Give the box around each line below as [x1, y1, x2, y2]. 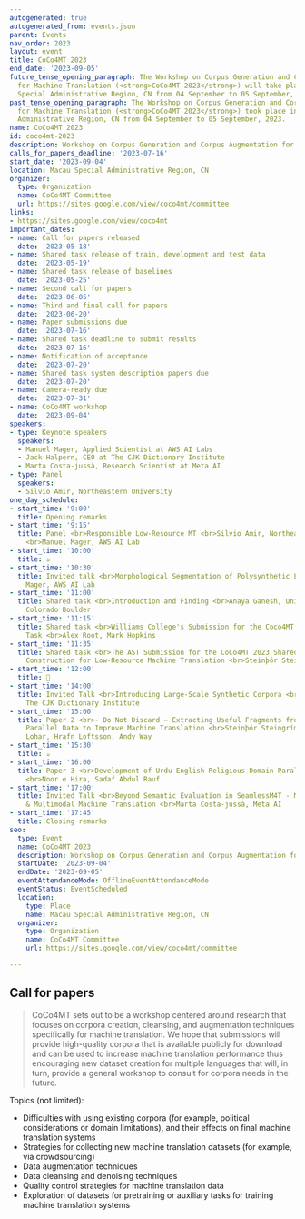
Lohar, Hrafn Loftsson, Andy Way [25, 732, 152, 741]
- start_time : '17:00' [9, 783, 95, 792]
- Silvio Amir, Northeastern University [17, 487, 172, 496]
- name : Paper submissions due [9, 317, 128, 327]
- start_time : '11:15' [9, 614, 95, 623]
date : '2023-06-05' [17, 292, 92, 301]
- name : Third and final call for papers [9, 301, 169, 310]
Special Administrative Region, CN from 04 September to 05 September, [17, 89, 295, 98]
